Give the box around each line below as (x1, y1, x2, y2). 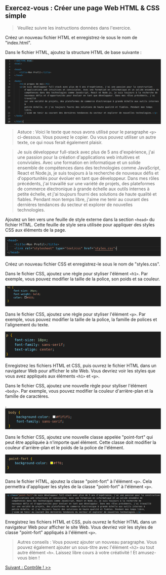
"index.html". (5, 40, 32, 46)
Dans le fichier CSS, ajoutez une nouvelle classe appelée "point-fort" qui (5, 434, 153, 440)
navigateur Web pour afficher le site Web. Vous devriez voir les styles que (5, 368, 156, 374)
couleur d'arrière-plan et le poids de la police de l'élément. (5, 445, 124, 451)
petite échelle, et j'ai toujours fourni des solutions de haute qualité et (17, 191, 157, 197)
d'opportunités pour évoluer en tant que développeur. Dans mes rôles (17, 175, 159, 181)
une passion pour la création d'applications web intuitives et (17, 154, 140, 160)
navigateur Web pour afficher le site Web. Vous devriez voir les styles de (5, 524, 153, 530)
